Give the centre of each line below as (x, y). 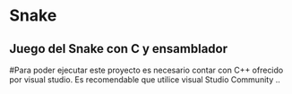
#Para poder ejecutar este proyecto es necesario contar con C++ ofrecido (146, 70)
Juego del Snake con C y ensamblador (119, 49)
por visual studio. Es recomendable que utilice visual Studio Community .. (145, 80)
